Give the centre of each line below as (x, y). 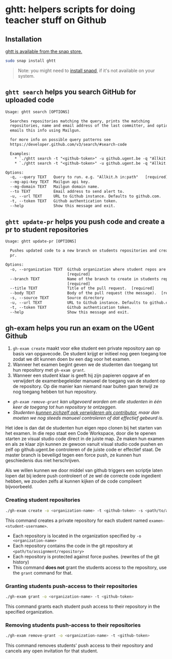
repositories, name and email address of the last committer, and (82, 126)
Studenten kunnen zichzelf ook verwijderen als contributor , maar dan (86, 413)
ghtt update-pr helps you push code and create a (85, 222)
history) (21, 562)
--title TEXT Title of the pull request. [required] (82, 288)
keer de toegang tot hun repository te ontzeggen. (65, 407)
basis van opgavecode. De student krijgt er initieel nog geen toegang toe (89, 354)
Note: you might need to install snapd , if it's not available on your (86, 71)
